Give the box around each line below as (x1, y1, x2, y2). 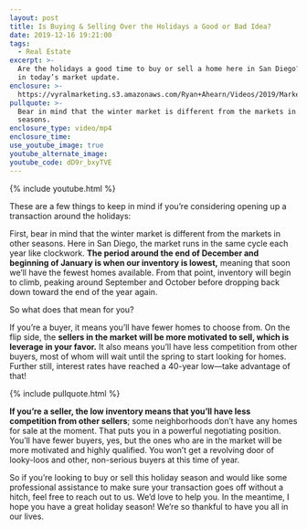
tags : (9, 38, 30, 48)
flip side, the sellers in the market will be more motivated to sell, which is (9, 331, 290, 343)
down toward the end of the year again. (9, 286, 158, 297)
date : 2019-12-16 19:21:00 (9, 30, 112, 39)
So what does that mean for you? (9, 303, 134, 315)
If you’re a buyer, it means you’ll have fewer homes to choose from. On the (9, 322, 291, 333)
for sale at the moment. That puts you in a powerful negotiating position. (9, 425, 281, 436)
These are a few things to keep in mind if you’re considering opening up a (9, 200, 287, 211)
